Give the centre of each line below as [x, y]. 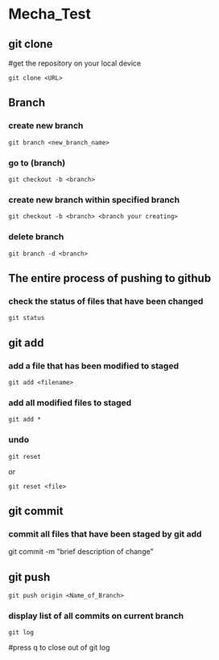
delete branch [36, 237]
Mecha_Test [50, 14]
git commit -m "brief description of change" [81, 552]
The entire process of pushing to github [110, 278]
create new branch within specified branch [94, 200]
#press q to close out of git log [59, 648]
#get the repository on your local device [75, 63]
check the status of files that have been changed [106, 301]
